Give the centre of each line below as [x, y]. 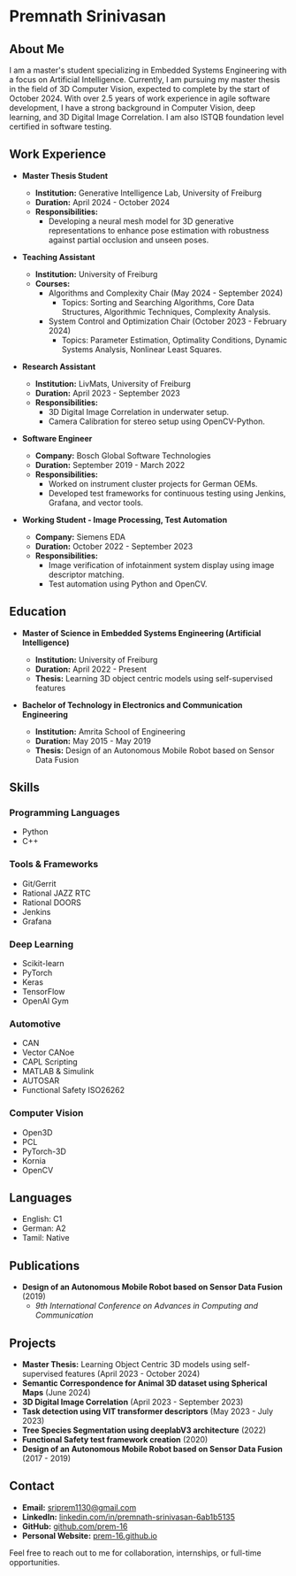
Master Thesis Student [65, 175]
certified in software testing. [61, 127]
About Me [37, 49]
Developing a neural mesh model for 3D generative [141, 221]
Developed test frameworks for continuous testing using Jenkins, [167, 493]
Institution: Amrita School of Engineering [110, 731]
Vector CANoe [48, 1053]
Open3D [37, 1132]
